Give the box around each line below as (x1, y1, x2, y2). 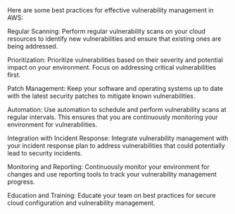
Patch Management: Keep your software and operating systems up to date (7, 84, 224, 92)
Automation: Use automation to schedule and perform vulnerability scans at (7, 106, 227, 113)
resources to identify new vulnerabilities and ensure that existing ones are (7, 34, 222, 43)
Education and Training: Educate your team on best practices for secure (7, 191, 216, 199)
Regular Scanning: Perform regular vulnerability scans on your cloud (7, 27, 206, 35)
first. (7, 70, 21, 79)
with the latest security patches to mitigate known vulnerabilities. (7, 92, 196, 100)
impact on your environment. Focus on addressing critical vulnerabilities (7, 63, 217, 71)
